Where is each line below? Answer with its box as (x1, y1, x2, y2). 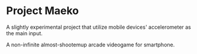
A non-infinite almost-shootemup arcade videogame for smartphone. (6, 41, 175, 48)
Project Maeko (6, 4, 79, 18)
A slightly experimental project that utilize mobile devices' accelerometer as (6, 23, 192, 31)
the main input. (6, 29, 43, 36)
